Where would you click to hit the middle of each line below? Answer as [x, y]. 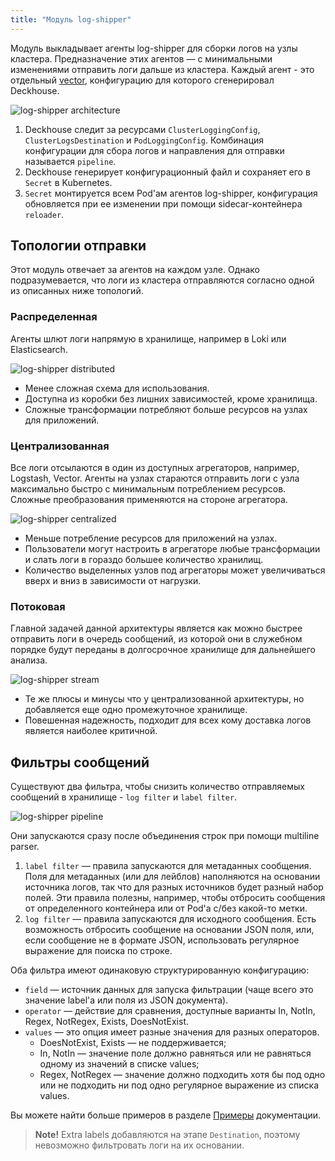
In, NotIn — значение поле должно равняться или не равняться [175, 1053]
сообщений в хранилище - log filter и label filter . [124, 797]
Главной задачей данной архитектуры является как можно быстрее [156, 628]
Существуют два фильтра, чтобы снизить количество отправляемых [157, 787]
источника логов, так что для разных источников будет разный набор [174, 887]
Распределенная [54, 317]
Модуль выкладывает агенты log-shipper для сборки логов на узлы [154, 48]
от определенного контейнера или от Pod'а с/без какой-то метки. [166, 908]
